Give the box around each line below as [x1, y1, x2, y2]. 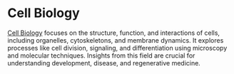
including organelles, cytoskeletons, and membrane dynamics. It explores [7, 36, 224, 44]
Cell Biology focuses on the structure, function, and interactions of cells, [7, 28, 220, 37]
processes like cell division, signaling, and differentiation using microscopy [7, 43, 228, 52]
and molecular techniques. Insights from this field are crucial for [7, 51, 195, 60]
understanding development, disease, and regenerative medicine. [7, 58, 201, 67]
